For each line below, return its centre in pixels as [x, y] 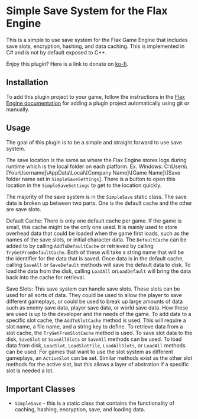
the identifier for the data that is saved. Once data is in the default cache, [95, 258]
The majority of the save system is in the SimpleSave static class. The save [97, 196]
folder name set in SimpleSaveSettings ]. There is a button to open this [91, 179]
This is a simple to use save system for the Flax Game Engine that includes [97, 40]
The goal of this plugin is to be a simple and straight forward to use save [94, 142]
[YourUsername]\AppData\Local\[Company [59, 172]
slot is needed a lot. [30, 370]
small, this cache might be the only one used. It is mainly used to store [92, 227]
